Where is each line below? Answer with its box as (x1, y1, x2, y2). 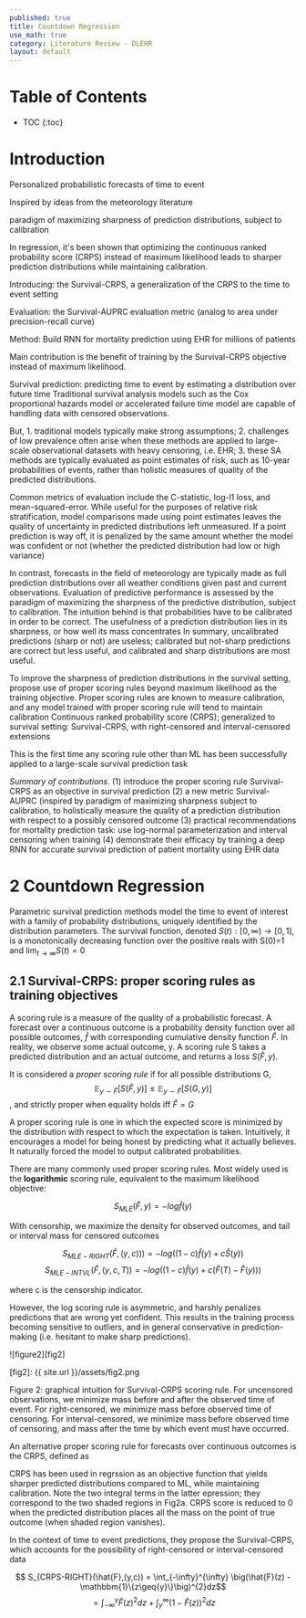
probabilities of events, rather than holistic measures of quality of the (9, 465, 269, 475)
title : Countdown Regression (9, 22, 120, 31)
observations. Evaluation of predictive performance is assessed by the (9, 587, 275, 598)
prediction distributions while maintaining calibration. (9, 261, 208, 272)
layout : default (9, 47, 71, 57)
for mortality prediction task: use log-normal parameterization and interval (9, 825, 288, 835)
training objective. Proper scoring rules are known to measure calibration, (9, 692, 285, 703)
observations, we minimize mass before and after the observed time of (9, 1393, 275, 1404)
